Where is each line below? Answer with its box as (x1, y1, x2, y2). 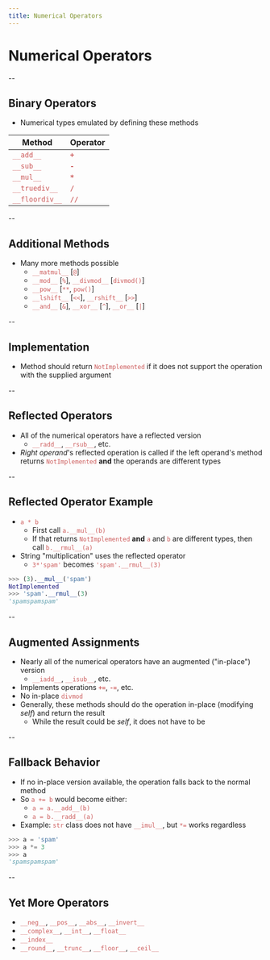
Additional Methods (8, 237, 110, 251)
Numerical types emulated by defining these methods (19, 118, 199, 127)
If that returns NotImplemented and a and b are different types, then (31, 534, 253, 543)
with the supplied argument (19, 370, 111, 380)
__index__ (19, 936, 54, 944)
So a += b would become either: (19, 794, 127, 804)
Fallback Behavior (8, 755, 101, 770)
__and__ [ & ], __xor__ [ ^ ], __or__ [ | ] (31, 301, 145, 311)
